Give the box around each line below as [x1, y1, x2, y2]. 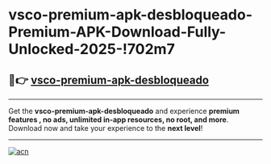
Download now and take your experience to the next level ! [8, 124, 203, 132]
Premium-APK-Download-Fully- [8, 23, 227, 41]
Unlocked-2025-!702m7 [8, 40, 175, 58]
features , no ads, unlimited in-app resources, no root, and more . [8, 115, 229, 124]
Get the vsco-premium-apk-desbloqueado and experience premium [8, 107, 240, 116]
